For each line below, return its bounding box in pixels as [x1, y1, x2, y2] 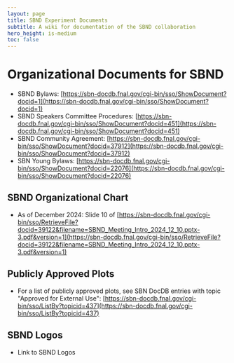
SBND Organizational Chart [7, 192, 129, 204]
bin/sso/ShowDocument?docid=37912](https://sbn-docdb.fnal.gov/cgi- [17, 142, 224, 151]
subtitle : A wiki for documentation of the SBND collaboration [7, 23, 196, 30]
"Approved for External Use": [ [17, 294, 106, 302]
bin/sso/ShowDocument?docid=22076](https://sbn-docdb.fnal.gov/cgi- [17, 164, 226, 172]
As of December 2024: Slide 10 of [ [17, 210, 120, 219]
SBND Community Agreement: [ [17, 135, 110, 143]
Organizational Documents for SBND [7, 67, 224, 83]
